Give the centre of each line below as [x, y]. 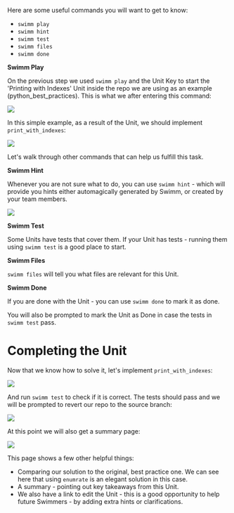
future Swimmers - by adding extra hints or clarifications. [100, 501]
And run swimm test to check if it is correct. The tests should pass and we [114, 397]
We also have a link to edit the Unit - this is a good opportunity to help [118, 494]
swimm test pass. [32, 322]
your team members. [38, 199]
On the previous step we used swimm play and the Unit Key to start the [109, 81]
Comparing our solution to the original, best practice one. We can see [118, 472]
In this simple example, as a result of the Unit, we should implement [105, 123]
